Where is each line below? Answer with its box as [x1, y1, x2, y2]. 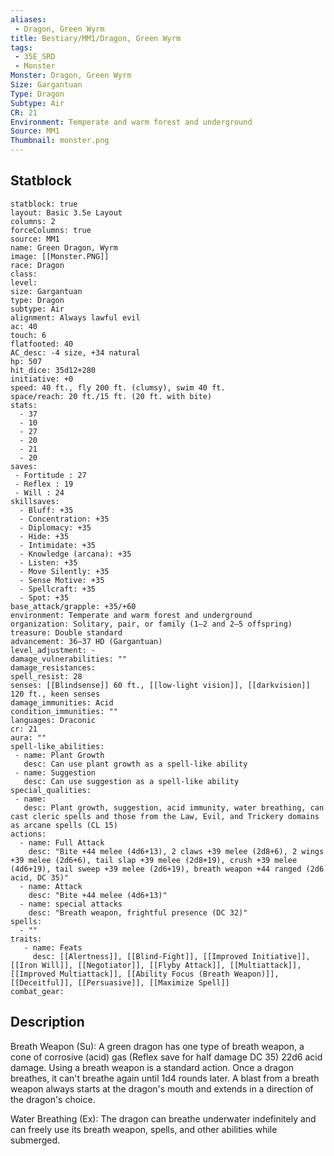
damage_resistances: [10, 662, 97, 673]
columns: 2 [10, 216, 56, 226]
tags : [10, 42, 33, 53]
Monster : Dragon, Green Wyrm [10, 71, 132, 81]
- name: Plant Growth [14, 750, 105, 760]
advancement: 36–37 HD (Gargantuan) [10, 636, 163, 646]
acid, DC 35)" [10, 872, 70, 883]
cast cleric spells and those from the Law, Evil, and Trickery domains [10, 811, 320, 821]
